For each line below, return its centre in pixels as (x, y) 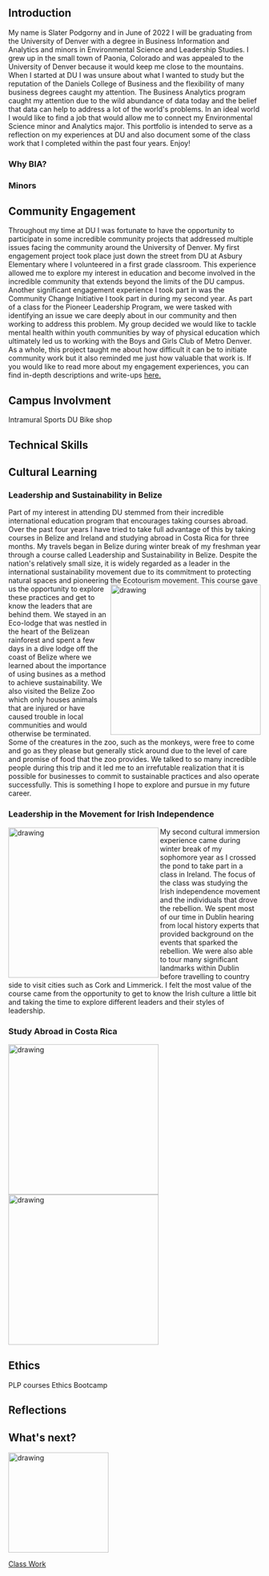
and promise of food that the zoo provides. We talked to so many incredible (132, 760)
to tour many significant (199, 959)
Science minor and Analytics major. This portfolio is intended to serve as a (131, 126)
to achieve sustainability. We (55, 683)
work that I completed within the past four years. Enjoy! (99, 143)
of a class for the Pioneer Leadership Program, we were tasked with (120, 307)
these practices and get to (52, 598)
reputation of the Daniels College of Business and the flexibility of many (126, 83)
